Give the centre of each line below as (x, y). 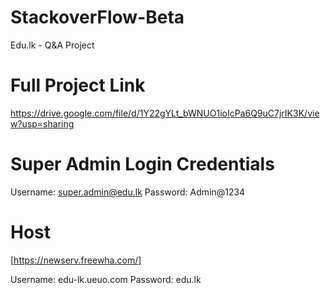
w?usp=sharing (42, 123)
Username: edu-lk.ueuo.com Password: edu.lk (106, 279)
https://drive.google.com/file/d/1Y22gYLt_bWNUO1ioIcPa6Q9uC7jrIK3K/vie (165, 113)
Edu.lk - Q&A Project (52, 45)
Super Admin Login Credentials (142, 164)
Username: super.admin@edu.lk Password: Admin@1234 (128, 192)
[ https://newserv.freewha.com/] (76, 260)
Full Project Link (78, 85)
